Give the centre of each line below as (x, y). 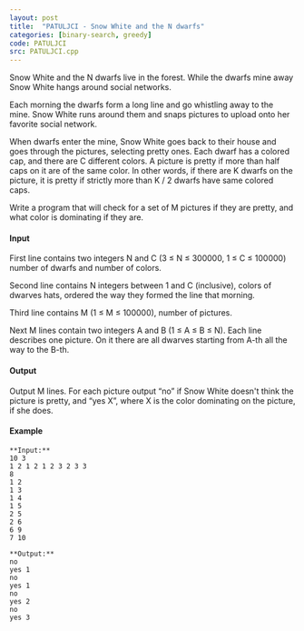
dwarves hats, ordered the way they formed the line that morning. (132, 295)
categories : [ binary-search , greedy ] (81, 35)
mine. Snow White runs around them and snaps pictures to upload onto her (150, 115)
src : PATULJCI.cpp (44, 52)
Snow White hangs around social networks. (91, 87)
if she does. (31, 410)
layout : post (34, 18)
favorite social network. (54, 125)
